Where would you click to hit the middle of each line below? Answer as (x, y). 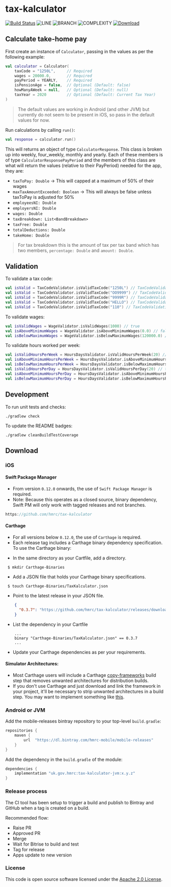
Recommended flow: (27, 818)
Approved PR (26, 833)
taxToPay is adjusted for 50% (44, 197)
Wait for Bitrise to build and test (46, 844)
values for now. (34, 120)
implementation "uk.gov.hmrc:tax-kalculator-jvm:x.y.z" (75, 774)
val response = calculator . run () (41, 139)
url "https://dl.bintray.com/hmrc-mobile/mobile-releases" (89, 740)
